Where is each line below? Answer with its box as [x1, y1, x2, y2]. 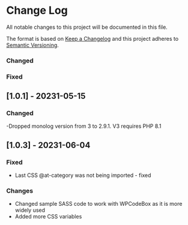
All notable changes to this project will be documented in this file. [6, 23, 168, 31]
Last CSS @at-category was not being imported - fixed [14, 172, 151, 179]
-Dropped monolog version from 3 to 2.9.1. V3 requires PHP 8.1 [6, 122, 162, 130]
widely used [14, 206, 46, 214]
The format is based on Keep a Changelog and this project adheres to [6, 35, 179, 42]
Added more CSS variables [14, 213, 82, 220]
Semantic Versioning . [6, 41, 59, 49]
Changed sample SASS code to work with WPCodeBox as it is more [14, 200, 183, 208]
